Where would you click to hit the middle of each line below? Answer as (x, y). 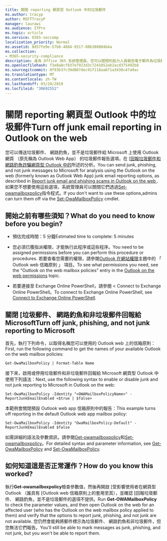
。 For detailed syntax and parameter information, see (96, 443)
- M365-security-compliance (34, 56)
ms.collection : (21, 51)
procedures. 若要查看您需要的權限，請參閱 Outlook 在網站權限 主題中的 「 (87, 259)
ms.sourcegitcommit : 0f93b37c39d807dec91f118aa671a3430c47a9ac (72, 70)
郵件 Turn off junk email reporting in (88, 127)
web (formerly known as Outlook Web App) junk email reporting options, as (82, 176)
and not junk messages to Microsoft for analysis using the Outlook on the (80, 170)
